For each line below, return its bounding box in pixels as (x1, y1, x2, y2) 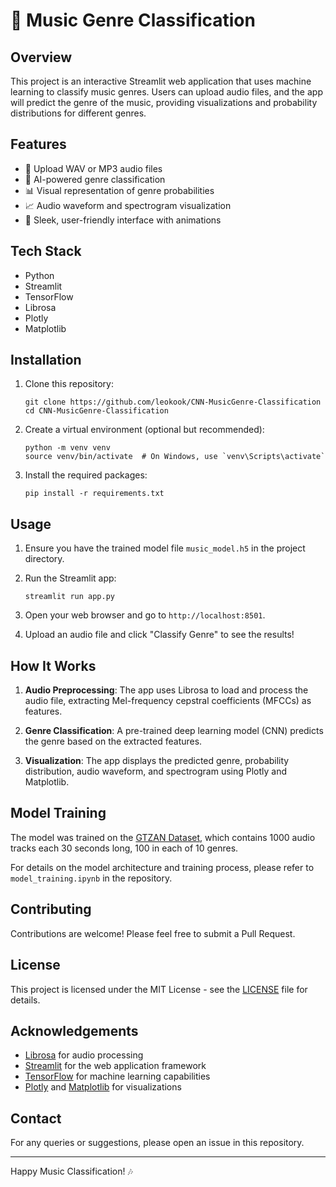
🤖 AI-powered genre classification (24, 173, 166, 185)
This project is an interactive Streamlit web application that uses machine (10, 75, 312, 87)
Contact (10, 1110, 62, 1127)
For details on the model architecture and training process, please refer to (10, 861, 315, 873)
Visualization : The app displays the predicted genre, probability (24, 755, 290, 767)
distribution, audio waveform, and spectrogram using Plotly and (24, 765, 288, 778)
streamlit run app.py (24, 592, 115, 602)
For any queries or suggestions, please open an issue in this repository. (10, 1137, 305, 1149)
